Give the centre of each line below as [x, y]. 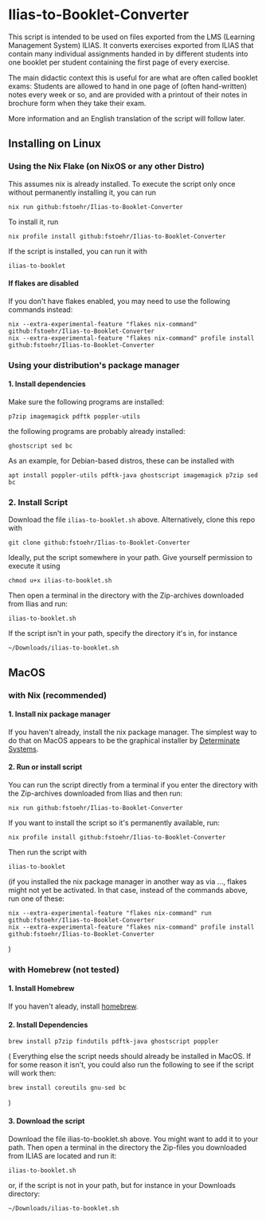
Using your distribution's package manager [94, 365]
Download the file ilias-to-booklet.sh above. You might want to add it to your [133, 1139]
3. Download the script [47, 1121]
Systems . [23, 748]
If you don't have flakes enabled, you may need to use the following [119, 301]
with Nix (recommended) [58, 695]
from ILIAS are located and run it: [63, 1155]
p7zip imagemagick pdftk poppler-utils [74, 417]
